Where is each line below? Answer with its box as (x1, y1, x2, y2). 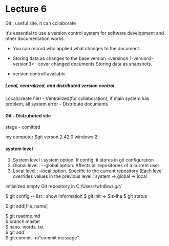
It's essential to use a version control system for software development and (5, 30, 164, 36)
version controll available (12, 70, 66, 77)
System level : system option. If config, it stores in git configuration (12, 157, 154, 163)
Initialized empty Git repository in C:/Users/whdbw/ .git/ (5, 183, 122, 190)
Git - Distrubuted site (5, 112, 51, 118)
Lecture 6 (5, 3, 47, 15)
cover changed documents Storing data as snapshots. (38, 60, 153, 67)
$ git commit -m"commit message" (5, 235, 79, 241)
